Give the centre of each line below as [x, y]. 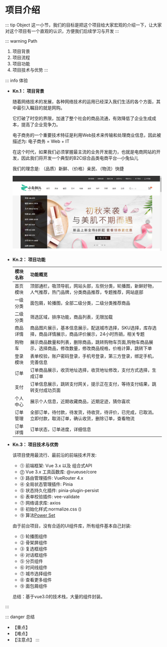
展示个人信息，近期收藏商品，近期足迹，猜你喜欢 [80, 401]
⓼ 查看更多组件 [36, 579]
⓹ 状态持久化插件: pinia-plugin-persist [59, 490]
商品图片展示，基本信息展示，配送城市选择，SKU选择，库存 [91, 328]
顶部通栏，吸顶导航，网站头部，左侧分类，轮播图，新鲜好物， [93, 286]
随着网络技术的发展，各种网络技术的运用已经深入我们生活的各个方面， [84, 101]
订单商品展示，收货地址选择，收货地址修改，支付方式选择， [91, 370]
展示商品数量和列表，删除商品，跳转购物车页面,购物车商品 [89, 342]
